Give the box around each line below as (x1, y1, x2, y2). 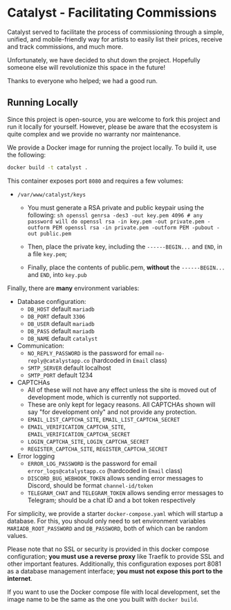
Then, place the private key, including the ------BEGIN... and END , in (27, 242, 223, 251)
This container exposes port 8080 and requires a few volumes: (7, 177, 184, 185)
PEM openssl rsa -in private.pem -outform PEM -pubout (52, 224, 214, 231)
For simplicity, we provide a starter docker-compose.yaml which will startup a (7, 509, 223, 517)
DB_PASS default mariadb (27, 327, 95, 335)
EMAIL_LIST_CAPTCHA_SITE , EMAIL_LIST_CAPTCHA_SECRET (27, 415, 181, 423)
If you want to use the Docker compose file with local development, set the (7, 587, 221, 596)
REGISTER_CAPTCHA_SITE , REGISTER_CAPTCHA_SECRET (27, 445, 168, 453)
